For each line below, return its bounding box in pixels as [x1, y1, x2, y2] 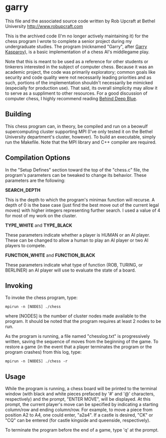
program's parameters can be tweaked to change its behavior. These [5, 172, 147, 178]
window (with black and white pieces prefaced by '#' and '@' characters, [5, 391, 155, 397]
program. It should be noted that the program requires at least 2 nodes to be [5, 318, 162, 324]
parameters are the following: [5, 177, 66, 183]
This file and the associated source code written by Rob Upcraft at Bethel [5, 18, 156, 24]
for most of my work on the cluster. [5, 212, 77, 218]
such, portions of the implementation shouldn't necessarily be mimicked [5, 79, 153, 86]
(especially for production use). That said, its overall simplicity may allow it [5, 85, 158, 91]
